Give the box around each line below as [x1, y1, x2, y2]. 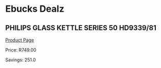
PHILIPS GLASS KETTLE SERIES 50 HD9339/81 [5, 24, 157, 32]
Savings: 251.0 [5, 57, 36, 63]
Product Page [5, 37, 34, 43]
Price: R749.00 [5, 47, 37, 53]
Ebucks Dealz [5, 3, 65, 15]
